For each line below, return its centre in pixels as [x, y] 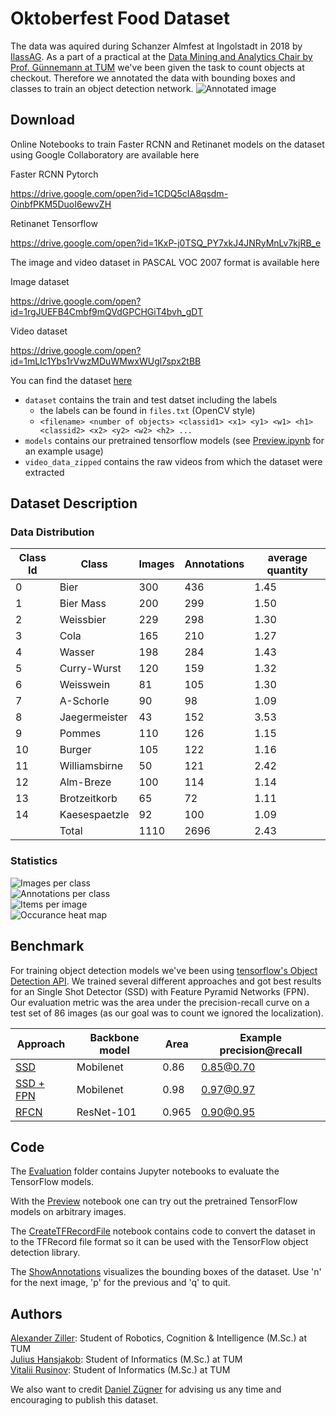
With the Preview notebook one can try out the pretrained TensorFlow [154, 1201]
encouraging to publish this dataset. [84, 1400]
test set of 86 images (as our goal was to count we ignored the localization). [167, 1013]
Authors [36, 1313]
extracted [44, 472]
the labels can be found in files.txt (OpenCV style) [147, 410]
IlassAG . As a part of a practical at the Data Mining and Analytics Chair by [161, 56]
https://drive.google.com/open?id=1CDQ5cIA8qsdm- [119, 193]
